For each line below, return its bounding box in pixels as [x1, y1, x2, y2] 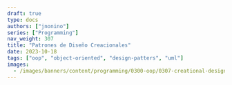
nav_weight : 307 [7, 36, 54, 42]
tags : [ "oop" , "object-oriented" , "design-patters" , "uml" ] [7, 55, 184, 62]
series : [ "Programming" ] [7, 29, 79, 36]
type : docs [7, 16, 39, 23]
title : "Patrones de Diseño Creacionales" [7, 42, 131, 49]
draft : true [7, 10, 41, 17]
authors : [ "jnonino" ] [7, 23, 70, 29]
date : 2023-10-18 [7, 49, 57, 56]
